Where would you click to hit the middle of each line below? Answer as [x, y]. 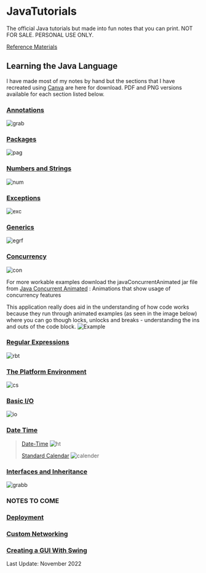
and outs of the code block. [41, 326]
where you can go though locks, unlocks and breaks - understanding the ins [103, 320]
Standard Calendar [45, 456]
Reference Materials [32, 47]
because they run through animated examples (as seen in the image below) [102, 313]
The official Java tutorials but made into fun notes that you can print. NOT [100, 28]
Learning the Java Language [62, 66]
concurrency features [34, 295]
